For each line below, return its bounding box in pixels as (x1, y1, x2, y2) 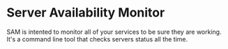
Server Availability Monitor (6, 5, 165, 21)
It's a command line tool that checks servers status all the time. (6, 35, 188, 43)
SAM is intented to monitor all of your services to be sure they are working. (6, 28, 222, 36)
